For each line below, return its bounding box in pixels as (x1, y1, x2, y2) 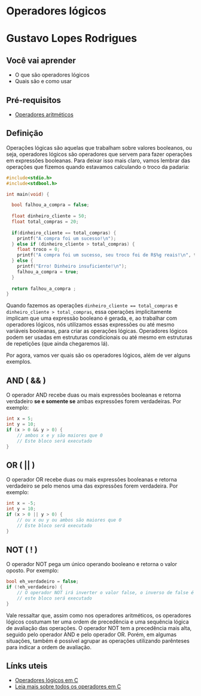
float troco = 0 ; (17, 247, 60, 253)
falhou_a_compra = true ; (17, 268, 79, 275)
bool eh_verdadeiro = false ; (6, 579, 79, 585)
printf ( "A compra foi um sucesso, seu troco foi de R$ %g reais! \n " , (17, 252, 191, 258)
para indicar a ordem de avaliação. (6, 643, 92, 650)
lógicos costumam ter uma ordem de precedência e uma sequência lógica (6, 618, 189, 625)
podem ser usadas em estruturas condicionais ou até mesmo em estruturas (6, 334, 193, 341)
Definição (6, 128, 44, 138)
